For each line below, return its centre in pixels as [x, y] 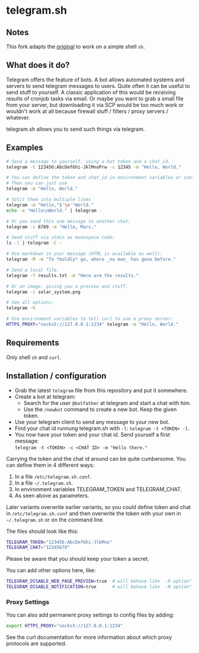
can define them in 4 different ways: [50, 465]
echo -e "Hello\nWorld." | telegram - [54, 211]
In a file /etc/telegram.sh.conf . [53, 476]
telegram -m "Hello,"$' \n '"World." [50, 205]
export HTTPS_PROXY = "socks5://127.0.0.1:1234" [65, 626]
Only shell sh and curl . [34, 357]
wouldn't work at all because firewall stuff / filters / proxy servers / [87, 111]
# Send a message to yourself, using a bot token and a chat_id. [88, 161]
